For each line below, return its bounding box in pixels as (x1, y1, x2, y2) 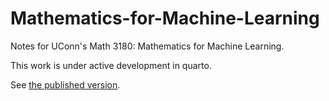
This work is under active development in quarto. (10, 59, 212, 71)
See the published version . (10, 78, 121, 91)
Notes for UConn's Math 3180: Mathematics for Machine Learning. (10, 40, 285, 52)
